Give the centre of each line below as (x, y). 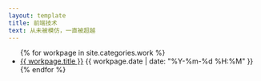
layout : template (37, 15)
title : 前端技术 (33, 23)
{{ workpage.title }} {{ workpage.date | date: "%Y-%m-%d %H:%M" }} (137, 61)
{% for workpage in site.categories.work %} (92, 53)
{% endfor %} (43, 70)
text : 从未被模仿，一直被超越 (52, 30)
